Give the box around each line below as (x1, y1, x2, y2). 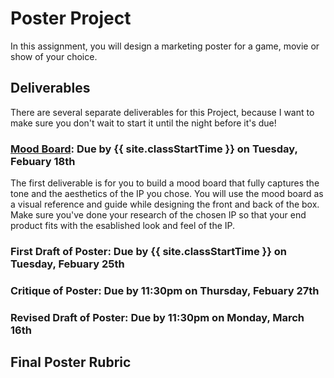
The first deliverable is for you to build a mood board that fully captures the (10, 177, 320, 189)
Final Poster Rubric (10, 354, 132, 371)
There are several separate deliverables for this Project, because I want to (10, 106, 315, 118)
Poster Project (10, 7, 132, 30)
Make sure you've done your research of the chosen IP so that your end (10, 209, 307, 221)
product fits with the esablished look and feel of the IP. (10, 220, 236, 232)
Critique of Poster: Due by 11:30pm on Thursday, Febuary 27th (10, 283, 320, 297)
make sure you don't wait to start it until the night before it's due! (10, 117, 277, 129)
